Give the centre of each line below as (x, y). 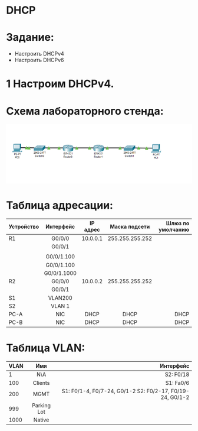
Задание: (30, 38)
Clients (41, 383)
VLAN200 (60, 298)
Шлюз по (178, 223)
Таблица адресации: (60, 205)
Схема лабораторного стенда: (85, 111)
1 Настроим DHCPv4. (60, 84)
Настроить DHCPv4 (39, 54)
